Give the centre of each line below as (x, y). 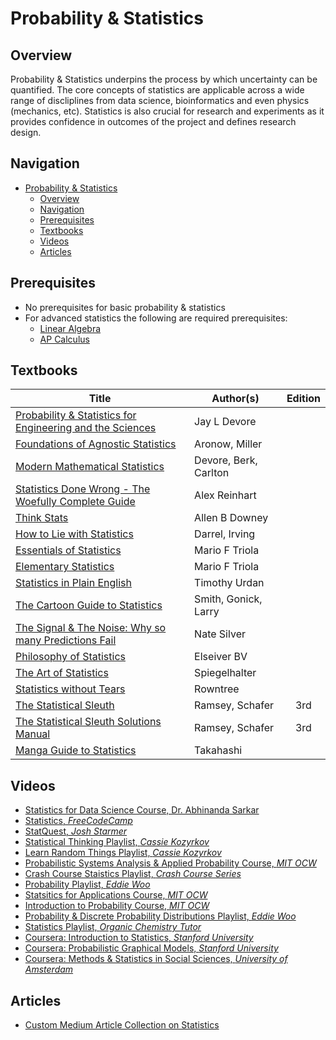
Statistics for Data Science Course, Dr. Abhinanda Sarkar (142, 810)
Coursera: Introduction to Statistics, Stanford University (139, 938)
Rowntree (217, 689)
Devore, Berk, (226, 460)
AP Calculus (64, 339)
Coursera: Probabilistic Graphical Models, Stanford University (151, 948)
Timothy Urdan (229, 583)
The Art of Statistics (62, 673)
